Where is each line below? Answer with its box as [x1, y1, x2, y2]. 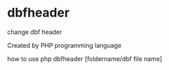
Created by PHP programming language [7, 41, 122, 49]
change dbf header [7, 28, 63, 36]
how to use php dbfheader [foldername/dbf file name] [7, 54, 162, 63]
